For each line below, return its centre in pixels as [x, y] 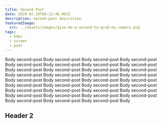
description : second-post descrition [43, 18]
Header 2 [19, 116]
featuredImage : [20, 23]
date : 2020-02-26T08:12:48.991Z [38, 14]
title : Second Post [25, 9]
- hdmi [16, 37]
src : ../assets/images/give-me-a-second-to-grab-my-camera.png [74, 28]
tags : [10, 32]
